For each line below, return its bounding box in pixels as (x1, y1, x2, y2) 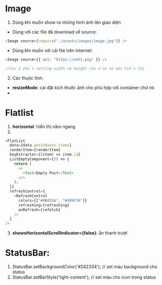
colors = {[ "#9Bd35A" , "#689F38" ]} (18, 198, 87, 203)
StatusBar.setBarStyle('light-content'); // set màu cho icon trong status (12, 274, 157, 280)
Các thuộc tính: (12, 75, 43, 81)
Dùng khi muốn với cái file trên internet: (12, 47, 93, 53)
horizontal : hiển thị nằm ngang (12, 123, 76, 129)
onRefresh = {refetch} (18, 207, 61, 212)
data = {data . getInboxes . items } (9, 143, 72, 148)
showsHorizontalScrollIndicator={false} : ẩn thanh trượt (12, 230, 127, 236)
